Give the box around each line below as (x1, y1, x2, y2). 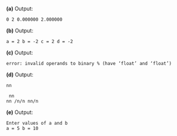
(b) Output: (6, 27, 34, 34)
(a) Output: (6, 5, 33, 12)
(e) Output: (6, 109, 33, 116)
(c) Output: (6, 49, 33, 56)
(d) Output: (6, 71, 34, 78)
